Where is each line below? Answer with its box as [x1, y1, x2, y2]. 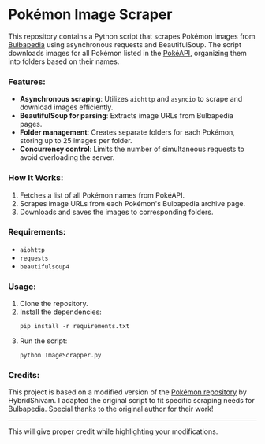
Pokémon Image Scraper [8, 6, 173, 24]
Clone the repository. [19, 299, 88, 309]
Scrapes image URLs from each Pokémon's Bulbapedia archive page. [19, 198, 246, 208]
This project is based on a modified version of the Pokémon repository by [8, 387, 247, 397]
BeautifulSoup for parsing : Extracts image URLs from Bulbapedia [19, 111, 234, 120]
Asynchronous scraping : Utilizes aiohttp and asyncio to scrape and [19, 94, 243, 104]
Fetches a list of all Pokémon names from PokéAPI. [19, 191, 185, 200]
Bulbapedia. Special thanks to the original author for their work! [8, 404, 214, 414]
